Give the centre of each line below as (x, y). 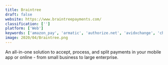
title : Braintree (23, 10)
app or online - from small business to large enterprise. (62, 57)
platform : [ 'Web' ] (24, 28)
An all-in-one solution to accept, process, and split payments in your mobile (83, 52)
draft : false (19, 14)
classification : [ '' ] (28, 24)
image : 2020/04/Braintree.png (37, 38)
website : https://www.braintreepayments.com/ (53, 19)
